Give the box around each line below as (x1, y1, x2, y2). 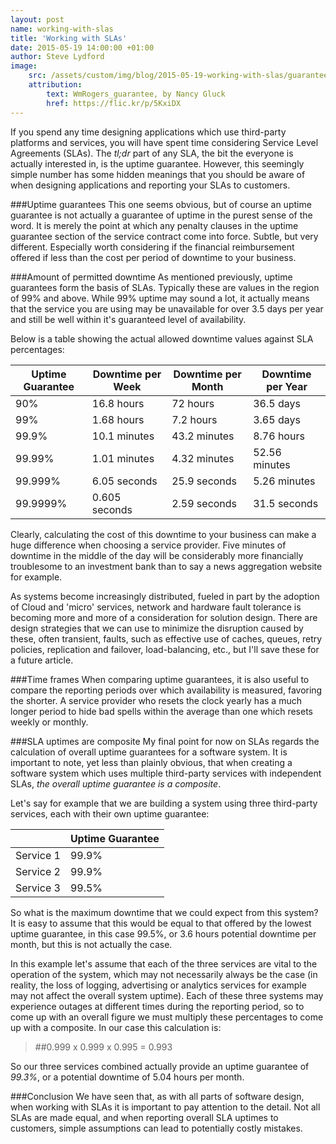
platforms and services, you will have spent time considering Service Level (10, 136, 319, 148)
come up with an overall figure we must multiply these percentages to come (10, 1011, 324, 1023)
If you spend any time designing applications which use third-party (10, 126, 287, 138)
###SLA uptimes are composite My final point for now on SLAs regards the (10, 735, 320, 747)
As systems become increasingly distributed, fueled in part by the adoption (10, 590, 320, 602)
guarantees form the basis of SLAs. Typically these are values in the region (10, 281, 320, 293)
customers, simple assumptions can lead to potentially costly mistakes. (10, 1122, 303, 1134)
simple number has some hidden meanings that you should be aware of (10, 168, 306, 180)
